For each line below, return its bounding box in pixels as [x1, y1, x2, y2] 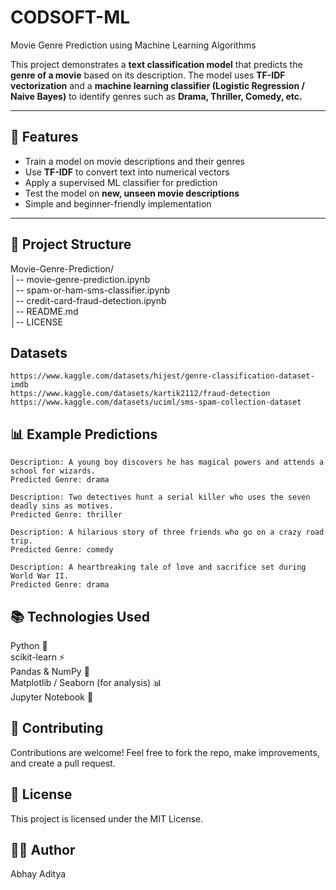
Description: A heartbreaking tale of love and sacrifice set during [10, 562, 307, 573]
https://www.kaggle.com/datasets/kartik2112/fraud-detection [10, 389, 271, 399]
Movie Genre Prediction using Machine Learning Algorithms [10, 39, 257, 51]
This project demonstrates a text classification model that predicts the [10, 58, 303, 70]
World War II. [10, 571, 70, 581]
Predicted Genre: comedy [10, 545, 114, 555]
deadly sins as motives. [10, 501, 114, 511]
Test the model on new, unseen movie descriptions [24, 187, 240, 199]
